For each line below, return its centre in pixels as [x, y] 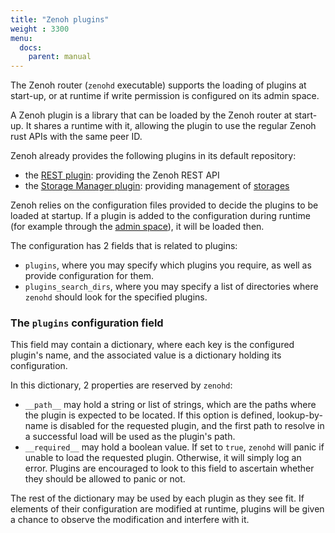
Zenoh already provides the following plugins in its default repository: [153, 156]
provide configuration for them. [89, 276]
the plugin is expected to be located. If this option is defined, [149, 415]
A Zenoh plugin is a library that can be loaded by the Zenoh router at [151, 115]
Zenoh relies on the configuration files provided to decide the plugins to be [164, 205]
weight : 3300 [40, 29]
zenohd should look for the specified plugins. [116, 297]
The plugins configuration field [87, 323]
